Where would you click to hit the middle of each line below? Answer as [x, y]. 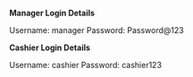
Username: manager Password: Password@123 [97, 30]
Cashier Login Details [50, 47]
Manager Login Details [52, 13]
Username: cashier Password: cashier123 [86, 65]
